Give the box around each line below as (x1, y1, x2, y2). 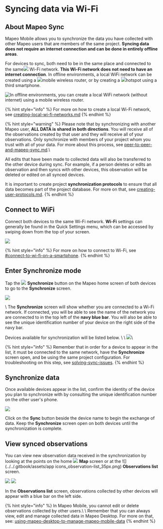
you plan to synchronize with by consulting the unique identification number (5, 391, 157, 397)
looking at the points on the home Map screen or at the (5, 458, 121, 464)
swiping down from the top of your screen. (5, 229, 91, 234)
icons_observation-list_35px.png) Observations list (55, 463, 159, 470)
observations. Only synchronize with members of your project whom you (5, 137, 151, 142)
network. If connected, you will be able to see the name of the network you (5, 309, 155, 315)
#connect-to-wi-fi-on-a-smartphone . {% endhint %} (5, 252, 110, 258)
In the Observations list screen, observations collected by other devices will (5, 488, 158, 494)
